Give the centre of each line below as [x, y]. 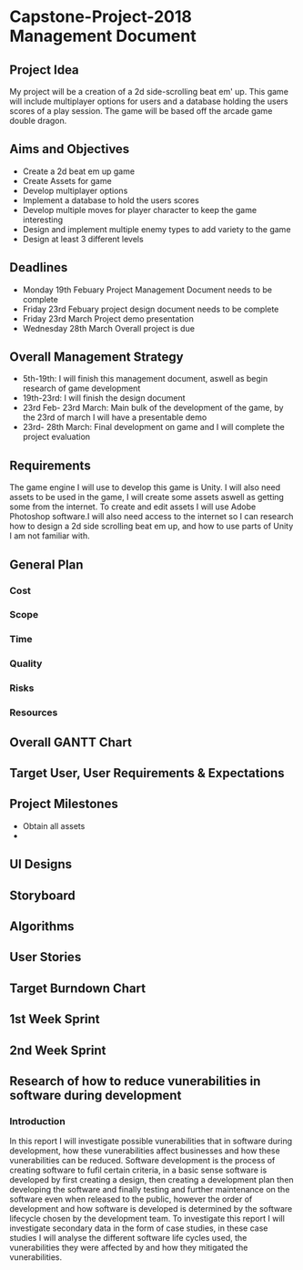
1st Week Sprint [55, 1019]
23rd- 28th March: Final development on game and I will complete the [153, 427]
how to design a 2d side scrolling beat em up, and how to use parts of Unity [151, 527]
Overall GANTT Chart [71, 742]
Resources [34, 712]
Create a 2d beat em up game [78, 171]
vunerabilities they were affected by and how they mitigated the [129, 1248]
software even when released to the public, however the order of [131, 1199]
